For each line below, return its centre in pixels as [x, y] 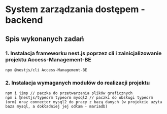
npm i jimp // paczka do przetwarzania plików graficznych [69, 93]
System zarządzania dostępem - [75, 9]
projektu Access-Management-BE [48, 59]
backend [24, 20]
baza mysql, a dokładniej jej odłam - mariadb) [57, 107]
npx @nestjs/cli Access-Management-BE [46, 70]
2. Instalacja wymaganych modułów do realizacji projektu [78, 83]
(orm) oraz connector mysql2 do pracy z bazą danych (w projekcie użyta [84, 102]
